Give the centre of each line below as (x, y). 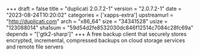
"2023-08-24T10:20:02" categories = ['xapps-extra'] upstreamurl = (90, 15)
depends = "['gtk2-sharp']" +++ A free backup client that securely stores (97, 34)
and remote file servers (35, 47)
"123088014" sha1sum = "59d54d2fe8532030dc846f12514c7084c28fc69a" (100, 27)
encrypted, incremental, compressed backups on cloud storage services (96, 40)
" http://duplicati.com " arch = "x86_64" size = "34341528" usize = (87, 21)
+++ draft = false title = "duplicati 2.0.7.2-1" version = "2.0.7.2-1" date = (94, 9)
